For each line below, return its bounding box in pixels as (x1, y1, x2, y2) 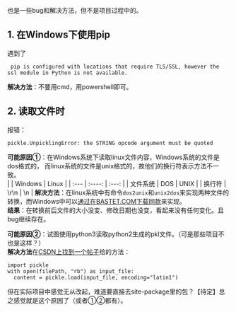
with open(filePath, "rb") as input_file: (7, 267, 134, 275)
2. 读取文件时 (7, 105, 65, 117)
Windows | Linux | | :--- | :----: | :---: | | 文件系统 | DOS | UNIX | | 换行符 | (15, 179, 226, 187)
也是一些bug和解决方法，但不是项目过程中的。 (7, 6, 143, 14)
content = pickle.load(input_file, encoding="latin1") (13, 274, 179, 281)
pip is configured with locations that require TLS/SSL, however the (10, 63, 220, 70)
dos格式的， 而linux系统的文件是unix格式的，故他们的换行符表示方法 (7, 161, 207, 170)
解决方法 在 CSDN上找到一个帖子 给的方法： (7, 247, 131, 256)
